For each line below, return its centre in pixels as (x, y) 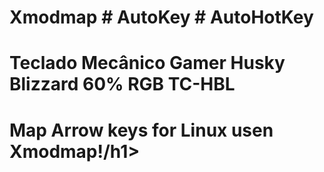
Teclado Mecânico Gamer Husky (147, 63)
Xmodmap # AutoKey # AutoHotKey (161, 17)
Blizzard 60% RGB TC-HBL (122, 84)
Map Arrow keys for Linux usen (141, 130)
